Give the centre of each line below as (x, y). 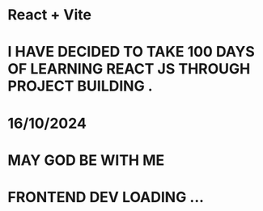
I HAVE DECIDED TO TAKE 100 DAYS (131, 52)
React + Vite (50, 15)
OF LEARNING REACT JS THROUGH (129, 69)
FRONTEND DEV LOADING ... (106, 197)
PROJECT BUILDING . (80, 86)
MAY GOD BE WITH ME (86, 160)
